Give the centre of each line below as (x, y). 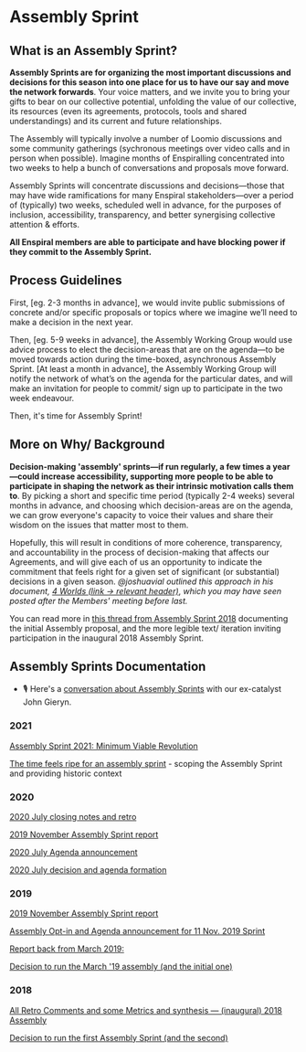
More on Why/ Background (87, 445)
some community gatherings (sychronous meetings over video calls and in (150, 149)
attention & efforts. (45, 224)
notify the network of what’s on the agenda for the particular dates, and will (151, 378)
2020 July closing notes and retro (73, 817)
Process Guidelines (66, 281)
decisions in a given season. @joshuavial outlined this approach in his (142, 581)
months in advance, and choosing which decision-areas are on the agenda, (152, 505)
